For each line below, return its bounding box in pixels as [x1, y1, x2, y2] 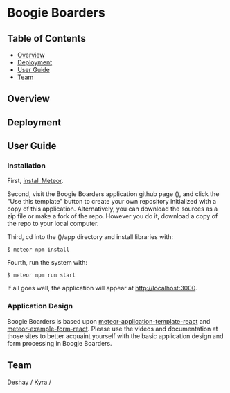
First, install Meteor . [7, 177, 64, 185]
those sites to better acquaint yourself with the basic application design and [7, 331, 224, 340]
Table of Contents [7, 33, 87, 44]
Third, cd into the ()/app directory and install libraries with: [7, 233, 174, 241]
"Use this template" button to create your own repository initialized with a [7, 198, 217, 206]
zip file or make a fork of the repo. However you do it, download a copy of [7, 212, 218, 220]
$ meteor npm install [7, 246, 70, 254]
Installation [7, 161, 46, 171]
